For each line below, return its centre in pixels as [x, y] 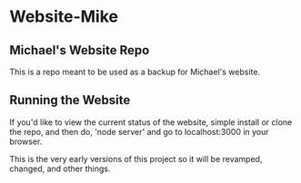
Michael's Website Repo [80, 50]
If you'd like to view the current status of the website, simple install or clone [151, 122]
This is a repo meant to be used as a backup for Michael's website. [135, 72]
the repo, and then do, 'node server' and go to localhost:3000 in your [140, 131]
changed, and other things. [60, 169]
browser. [26, 141]
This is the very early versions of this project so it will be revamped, [136, 159]
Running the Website [70, 100]
